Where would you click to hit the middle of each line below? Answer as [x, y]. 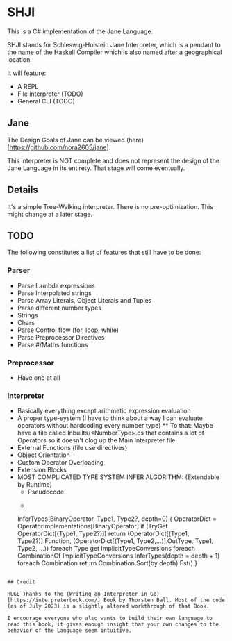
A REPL [28, 86]
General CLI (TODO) [46, 101]
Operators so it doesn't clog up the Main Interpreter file [96, 440]
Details [23, 190]
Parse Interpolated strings [54, 293]
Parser [19, 270]
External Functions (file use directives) [72, 448]
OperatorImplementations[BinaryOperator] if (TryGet [92, 526]
